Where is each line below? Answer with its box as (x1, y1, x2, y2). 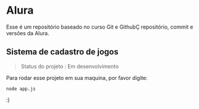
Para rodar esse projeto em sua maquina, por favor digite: (6, 74, 148, 81)
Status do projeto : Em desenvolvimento (20, 63, 119, 70)
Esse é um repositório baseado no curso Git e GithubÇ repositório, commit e (6, 23, 194, 30)
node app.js (6, 86, 36, 92)
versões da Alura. (6, 29, 49, 36)
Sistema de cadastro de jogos (6, 47, 119, 57)
